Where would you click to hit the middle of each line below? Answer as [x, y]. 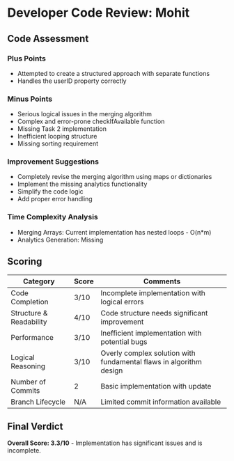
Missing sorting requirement [58, 143]
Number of [29, 382]
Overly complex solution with [148, 353]
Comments [162, 281]
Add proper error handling [55, 199]
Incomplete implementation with [153, 292]
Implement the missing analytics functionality [82, 184]
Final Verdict [35, 426]
